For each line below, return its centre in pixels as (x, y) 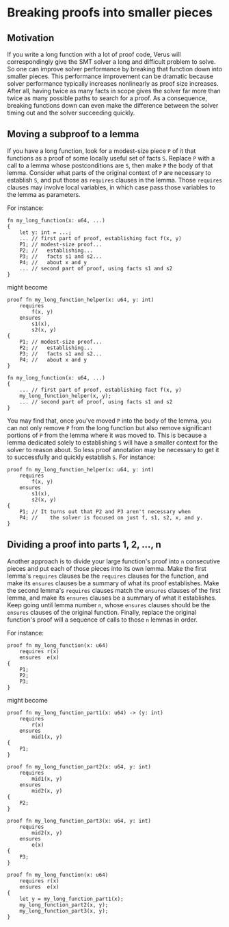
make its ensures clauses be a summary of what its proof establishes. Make (113, 583)
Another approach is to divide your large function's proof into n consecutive (114, 561)
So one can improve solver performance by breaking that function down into (115, 69)
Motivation (31, 38)
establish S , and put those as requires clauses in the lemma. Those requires (114, 180)
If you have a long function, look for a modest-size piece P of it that (102, 151)
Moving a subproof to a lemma (73, 134)
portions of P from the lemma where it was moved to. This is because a (107, 435)
